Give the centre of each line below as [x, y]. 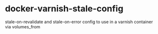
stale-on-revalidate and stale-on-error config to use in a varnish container [79, 22]
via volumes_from [23, 26]
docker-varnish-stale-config [64, 9]
